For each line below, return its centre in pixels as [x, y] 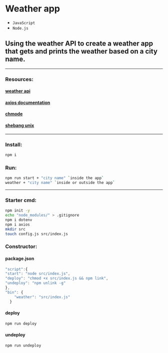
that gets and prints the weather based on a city [81, 51]
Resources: [19, 79]
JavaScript [24, 23]
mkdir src [15, 229]
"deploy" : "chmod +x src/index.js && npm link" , [57, 278]
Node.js [20, 28]
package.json [20, 258]
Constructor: [21, 246]
